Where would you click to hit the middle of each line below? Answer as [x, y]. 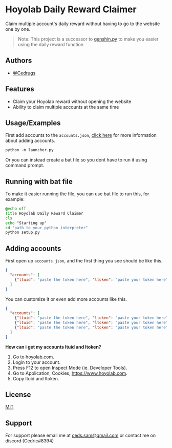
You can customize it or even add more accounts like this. [66, 299]
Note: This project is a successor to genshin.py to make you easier [88, 39]
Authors [19, 61]
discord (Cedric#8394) [30, 441]
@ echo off [16, 209]
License [18, 395]
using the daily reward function [50, 44]
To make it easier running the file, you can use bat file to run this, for [77, 194]
